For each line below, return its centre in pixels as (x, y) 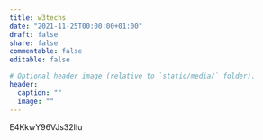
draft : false (34, 34)
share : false (34, 43)
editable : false (40, 60)
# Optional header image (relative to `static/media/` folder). (132, 76)
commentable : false (46, 51)
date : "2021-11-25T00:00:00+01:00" (76, 26)
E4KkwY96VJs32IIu (46, 126)
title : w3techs (38, 18)
